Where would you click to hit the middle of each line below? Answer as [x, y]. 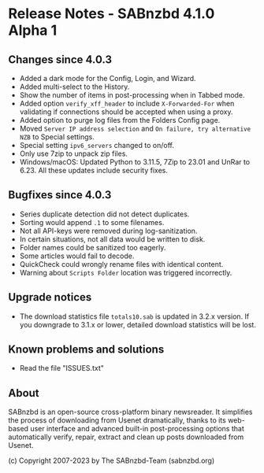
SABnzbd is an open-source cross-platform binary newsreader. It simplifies [131, 412]
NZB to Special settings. [57, 137]
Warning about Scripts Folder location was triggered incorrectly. [126, 272]
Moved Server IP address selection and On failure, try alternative [135, 128]
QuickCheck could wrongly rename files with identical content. [121, 264]
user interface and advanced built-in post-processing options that [137, 429]
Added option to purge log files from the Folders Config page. [120, 120]
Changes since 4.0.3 [60, 59]
